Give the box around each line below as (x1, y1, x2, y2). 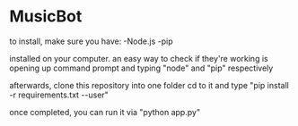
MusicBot (9, 6, 83, 27)
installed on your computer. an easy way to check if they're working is (9, 53, 268, 63)
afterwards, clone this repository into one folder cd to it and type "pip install (9, 80, 289, 90)
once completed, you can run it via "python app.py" (9, 106, 200, 117)
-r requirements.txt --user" (9, 89, 110, 100)
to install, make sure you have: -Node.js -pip (9, 36, 173, 46)
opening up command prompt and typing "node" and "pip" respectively (9, 63, 274, 73)
